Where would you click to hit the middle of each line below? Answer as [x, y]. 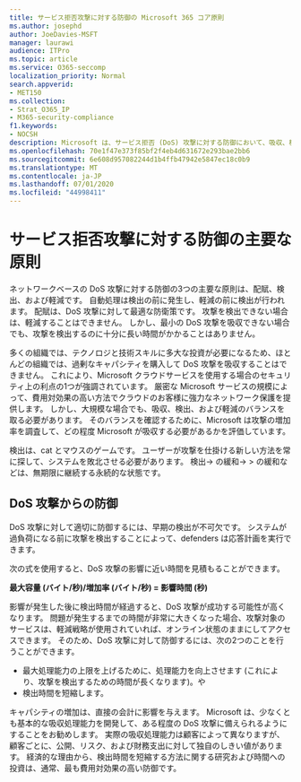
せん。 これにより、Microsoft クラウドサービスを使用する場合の [142, 375]
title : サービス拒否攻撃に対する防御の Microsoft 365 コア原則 [117, 17]
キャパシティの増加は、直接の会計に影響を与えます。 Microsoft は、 [134, 712]
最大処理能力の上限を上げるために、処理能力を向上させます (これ [142, 670]
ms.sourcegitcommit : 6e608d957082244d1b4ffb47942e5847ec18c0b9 [130, 159]
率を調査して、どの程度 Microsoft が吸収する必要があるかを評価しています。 [150, 430]
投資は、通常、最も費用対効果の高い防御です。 [95, 768]
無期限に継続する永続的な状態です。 [99, 473]
